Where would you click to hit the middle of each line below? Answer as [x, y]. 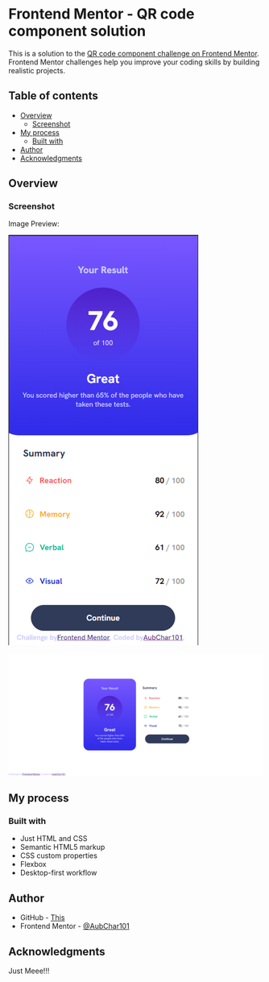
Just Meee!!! [29, 971]
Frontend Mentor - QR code [101, 14]
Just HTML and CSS [54, 839]
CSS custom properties [59, 856]
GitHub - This [42, 918]
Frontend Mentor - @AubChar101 [75, 926]
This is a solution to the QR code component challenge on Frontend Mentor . [134, 53]
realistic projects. [37, 70]
